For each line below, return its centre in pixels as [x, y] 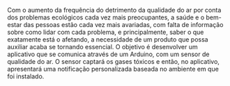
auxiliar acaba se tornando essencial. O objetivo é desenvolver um [102, 47]
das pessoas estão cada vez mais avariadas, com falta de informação [123, 25]
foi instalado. [26, 76]
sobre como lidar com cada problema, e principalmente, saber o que [106, 32]
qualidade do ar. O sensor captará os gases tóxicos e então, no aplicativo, [113, 61]
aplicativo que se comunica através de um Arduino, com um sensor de [108, 54]
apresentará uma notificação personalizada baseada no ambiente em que [113, 69]
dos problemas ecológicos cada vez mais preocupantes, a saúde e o [106, 17]
